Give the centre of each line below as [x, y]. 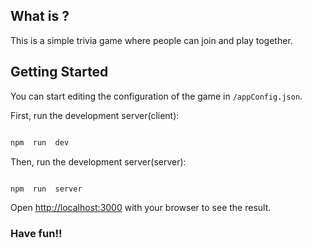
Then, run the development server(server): [98, 161]
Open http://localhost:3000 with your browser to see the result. [141, 208]
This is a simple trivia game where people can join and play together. [151, 40]
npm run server [46, 189]
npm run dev [40, 142]
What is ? [40, 16]
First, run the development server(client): [95, 115]
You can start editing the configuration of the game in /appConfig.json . [156, 96]
